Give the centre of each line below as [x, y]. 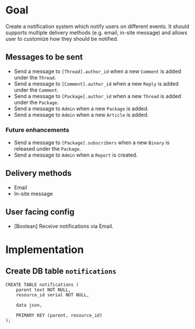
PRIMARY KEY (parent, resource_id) [59, 315]
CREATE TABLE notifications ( [42, 285]
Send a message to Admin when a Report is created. [76, 155]
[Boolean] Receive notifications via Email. [64, 226]
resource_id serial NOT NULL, [53, 295]
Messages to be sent [44, 57]
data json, [29, 305]
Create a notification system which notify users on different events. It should [97, 26]
